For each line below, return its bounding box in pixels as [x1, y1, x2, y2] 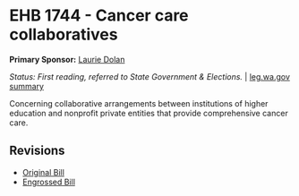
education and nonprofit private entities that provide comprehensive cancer [9, 107, 288, 118]
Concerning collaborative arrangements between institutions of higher [9, 98, 269, 108]
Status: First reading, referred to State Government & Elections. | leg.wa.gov [9, 71, 291, 81]
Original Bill [21, 166, 65, 177]
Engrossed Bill [21, 176, 76, 187]
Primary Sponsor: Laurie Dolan [9, 54, 125, 64]
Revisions [9, 143, 65, 158]
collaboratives [9, 24, 118, 45]
